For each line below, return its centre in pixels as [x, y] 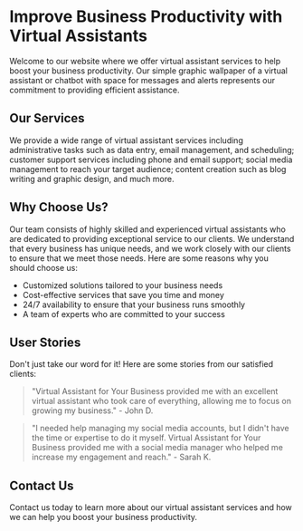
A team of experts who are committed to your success [124, 314]
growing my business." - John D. [92, 410]
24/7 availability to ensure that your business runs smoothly [134, 304]
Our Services [47, 118]
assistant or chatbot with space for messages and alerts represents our [142, 80]
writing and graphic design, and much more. [92, 179]
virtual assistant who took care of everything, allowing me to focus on [161, 401]
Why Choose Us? [59, 207]
